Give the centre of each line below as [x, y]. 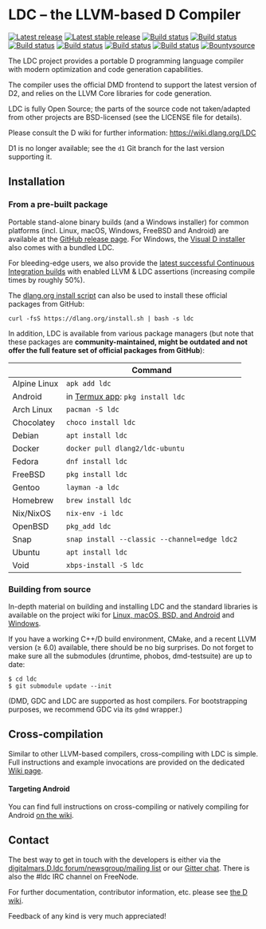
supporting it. [30, 157]
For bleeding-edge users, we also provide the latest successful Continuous [131, 263]
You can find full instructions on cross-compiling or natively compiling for [129, 806]
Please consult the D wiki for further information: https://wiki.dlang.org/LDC [132, 133]
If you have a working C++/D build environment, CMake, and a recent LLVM [132, 639]
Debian [25, 435]
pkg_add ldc [89, 526]
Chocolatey [34, 423]
